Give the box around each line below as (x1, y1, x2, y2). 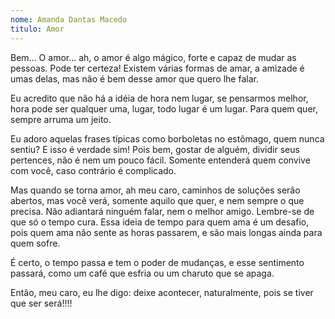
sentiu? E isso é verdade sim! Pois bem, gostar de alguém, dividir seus (10, 143, 300, 155)
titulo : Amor (10, 24, 65, 34)
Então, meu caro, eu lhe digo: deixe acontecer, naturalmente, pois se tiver (10, 286, 314, 298)
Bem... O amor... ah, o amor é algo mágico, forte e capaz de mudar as (10, 51, 297, 63)
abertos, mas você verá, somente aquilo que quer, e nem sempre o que (10, 194, 305, 206)
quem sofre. (10, 237, 61, 249)
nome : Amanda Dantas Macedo (10, 14, 128, 25)
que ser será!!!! (10, 297, 73, 309)
